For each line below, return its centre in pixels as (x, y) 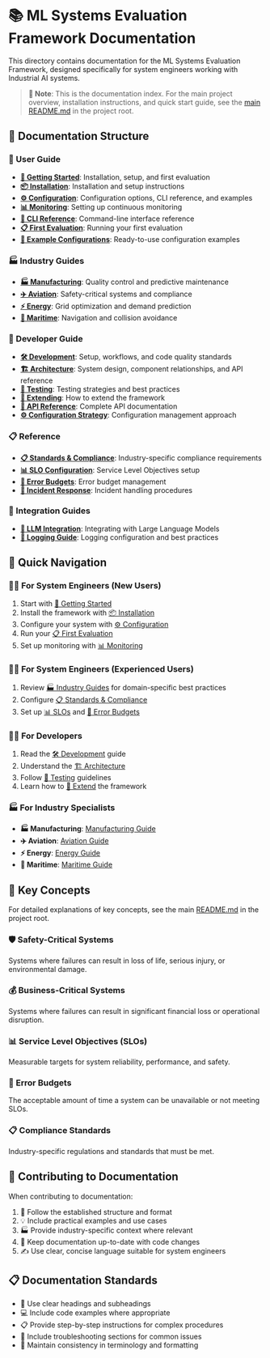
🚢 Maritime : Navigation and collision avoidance (99, 317)
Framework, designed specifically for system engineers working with (123, 69)
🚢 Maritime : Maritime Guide (66, 865)
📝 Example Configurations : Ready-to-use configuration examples (130, 239)
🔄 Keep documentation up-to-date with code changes (110, 1241)
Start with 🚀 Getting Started (66, 603)
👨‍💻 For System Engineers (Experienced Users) (101, 669)
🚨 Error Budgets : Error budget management (93, 482)
